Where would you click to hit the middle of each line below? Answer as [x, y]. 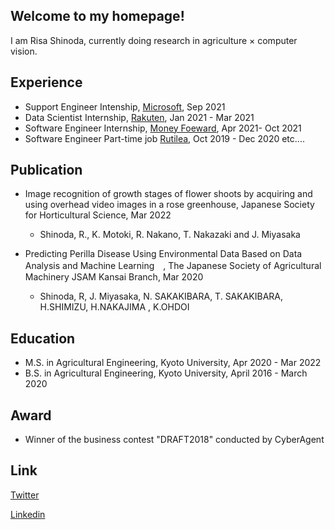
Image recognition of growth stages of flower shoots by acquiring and [168, 194]
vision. [24, 51]
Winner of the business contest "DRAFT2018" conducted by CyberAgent [174, 440]
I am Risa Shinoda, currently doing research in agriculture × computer [154, 40]
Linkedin [28, 514]
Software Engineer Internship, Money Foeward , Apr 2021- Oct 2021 [163, 128]
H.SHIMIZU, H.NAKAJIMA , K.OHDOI [114, 307]
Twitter [25, 495]
